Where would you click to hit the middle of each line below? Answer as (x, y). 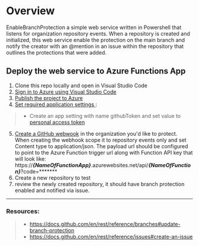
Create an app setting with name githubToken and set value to (105, 116)
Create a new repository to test (52, 178)
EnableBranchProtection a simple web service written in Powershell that (94, 27)
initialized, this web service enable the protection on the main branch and (96, 40)
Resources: (23, 211)
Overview (31, 11)
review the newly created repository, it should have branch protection (99, 184)
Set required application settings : (56, 104)
